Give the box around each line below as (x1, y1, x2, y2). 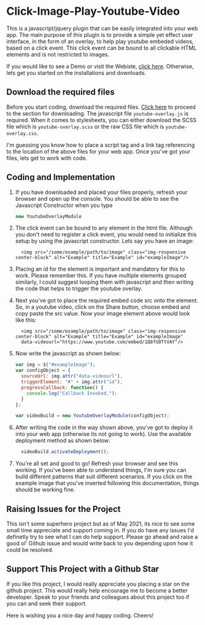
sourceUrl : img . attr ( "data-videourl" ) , (21, 373, 123, 379)
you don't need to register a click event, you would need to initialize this (15, 231, 197, 238)
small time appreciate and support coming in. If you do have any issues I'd (6, 527, 195, 534)
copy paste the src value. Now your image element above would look (15, 310, 190, 317)
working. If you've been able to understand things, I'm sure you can (15, 467, 187, 474)
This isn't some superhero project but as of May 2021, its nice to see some (6, 520, 195, 527)
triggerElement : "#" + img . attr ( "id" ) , (21, 379, 123, 385)
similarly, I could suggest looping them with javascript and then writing (15, 278, 194, 286)
